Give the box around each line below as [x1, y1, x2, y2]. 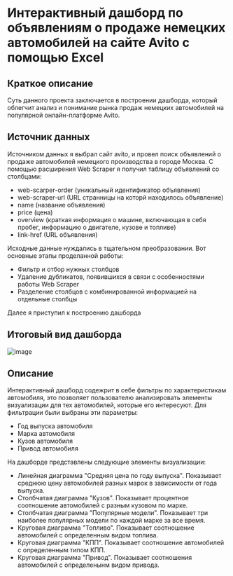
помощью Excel [7, 50, 104, 66]
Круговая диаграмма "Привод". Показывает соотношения [17, 554, 192, 562]
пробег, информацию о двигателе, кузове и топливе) [17, 223, 176, 231]
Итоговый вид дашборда [7, 329, 122, 341]
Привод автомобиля [17, 444, 78, 453]
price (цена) [17, 208, 53, 217]
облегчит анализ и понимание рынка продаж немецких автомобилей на [7, 104, 224, 111]
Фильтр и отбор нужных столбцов [17, 265, 120, 273]
